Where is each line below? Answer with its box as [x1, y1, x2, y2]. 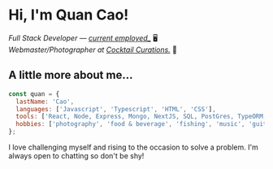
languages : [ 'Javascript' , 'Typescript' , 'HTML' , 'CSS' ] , [15, 105, 217, 113]
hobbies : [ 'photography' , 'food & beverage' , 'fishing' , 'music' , [15, 120, 245, 128]
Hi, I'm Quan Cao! [8, 6, 129, 24]
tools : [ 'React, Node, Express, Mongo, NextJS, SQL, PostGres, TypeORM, [15, 112, 267, 121]
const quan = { [8, 89, 60, 98]
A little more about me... [8, 68, 133, 82]
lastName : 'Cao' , [15, 97, 75, 106]
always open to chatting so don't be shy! [8, 151, 145, 160]
